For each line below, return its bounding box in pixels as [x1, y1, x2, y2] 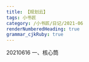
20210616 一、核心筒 [6, 49, 59, 57]
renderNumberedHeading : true [6, 26, 80, 32]
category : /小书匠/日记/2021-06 [6, 20, 84, 26]
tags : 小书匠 [6, 15, 36, 21]
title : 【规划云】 [6, 9, 48, 15]
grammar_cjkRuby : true [6, 32, 64, 38]
